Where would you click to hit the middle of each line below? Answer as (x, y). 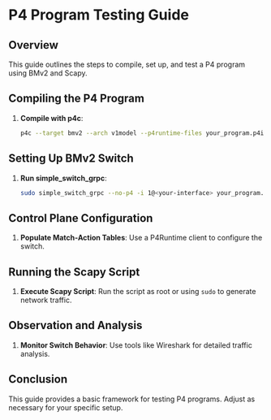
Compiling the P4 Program (76, 99)
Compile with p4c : (52, 118)
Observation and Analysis (75, 325)
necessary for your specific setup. (66, 407)
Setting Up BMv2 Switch (71, 159)
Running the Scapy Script (74, 272)
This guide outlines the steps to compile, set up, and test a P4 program (127, 64)
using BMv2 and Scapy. (48, 73)
